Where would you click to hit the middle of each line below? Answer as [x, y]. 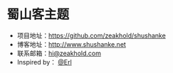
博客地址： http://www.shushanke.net [71, 44]
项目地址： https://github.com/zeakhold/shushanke [91, 35]
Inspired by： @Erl [44, 62]
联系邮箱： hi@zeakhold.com [59, 53]
